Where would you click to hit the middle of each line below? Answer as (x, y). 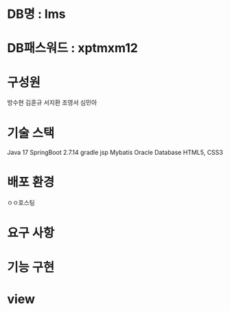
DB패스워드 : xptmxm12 (73, 48)
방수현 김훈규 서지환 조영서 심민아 (52, 103)
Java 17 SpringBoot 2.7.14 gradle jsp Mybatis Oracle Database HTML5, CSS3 (115, 153)
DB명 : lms (36, 14)
